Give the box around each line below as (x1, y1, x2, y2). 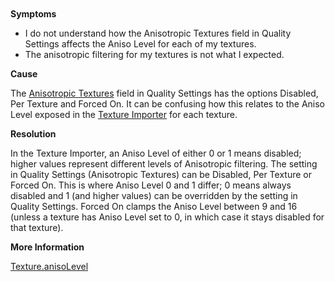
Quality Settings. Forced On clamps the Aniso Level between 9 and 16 (10, 201, 298, 212)
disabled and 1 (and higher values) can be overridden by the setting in (10, 190, 298, 201)
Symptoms (10, 8, 57, 20)
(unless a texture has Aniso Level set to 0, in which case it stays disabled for (10, 211, 325, 223)
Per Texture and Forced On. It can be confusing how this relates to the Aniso (10, 98, 326, 110)
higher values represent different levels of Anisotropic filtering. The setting (10, 158, 318, 170)
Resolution (10, 128, 57, 140)
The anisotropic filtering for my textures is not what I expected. (24, 49, 285, 60)
